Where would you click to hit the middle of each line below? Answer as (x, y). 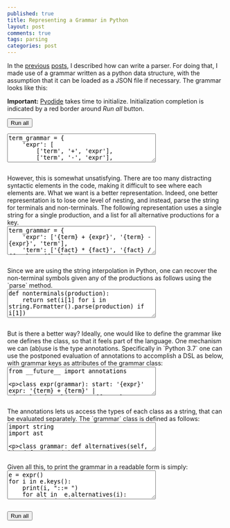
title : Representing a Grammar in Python (68, 20)
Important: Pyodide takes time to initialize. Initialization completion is (106, 101)
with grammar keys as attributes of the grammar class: (85, 363)
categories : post (32, 46)
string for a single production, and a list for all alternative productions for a (113, 215)
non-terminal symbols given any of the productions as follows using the (109, 278)
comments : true (29, 33)
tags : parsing (28, 40)
